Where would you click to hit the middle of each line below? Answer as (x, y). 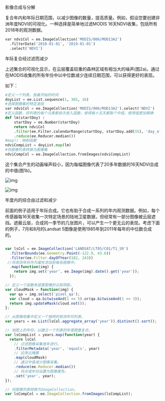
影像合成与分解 (20, 7)
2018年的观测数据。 (25, 30)
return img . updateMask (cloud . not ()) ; (48, 303)
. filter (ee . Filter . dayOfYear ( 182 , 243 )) (51, 258)
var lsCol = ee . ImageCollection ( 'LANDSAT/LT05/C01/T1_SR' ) (67, 248)
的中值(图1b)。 (20, 170)
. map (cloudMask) (31, 358)
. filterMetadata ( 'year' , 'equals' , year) (57, 348)
